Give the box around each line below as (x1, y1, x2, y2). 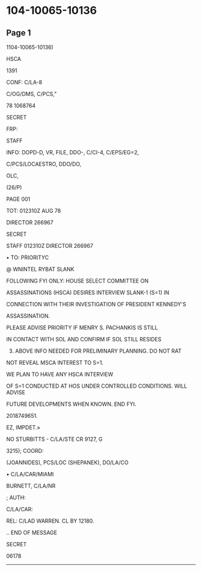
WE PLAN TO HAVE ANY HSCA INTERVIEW (6, 371, 114, 377)
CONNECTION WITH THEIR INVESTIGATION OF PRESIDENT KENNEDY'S (6, 301, 186, 308)
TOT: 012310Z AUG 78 (6, 207, 61, 214)
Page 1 (6, 28, 31, 38)
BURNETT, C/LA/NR (6, 482, 56, 489)
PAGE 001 (6, 195, 31, 203)
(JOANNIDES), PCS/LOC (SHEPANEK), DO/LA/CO (6, 459, 129, 466)
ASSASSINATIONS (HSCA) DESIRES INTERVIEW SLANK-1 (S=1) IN (6, 289, 170, 296)
